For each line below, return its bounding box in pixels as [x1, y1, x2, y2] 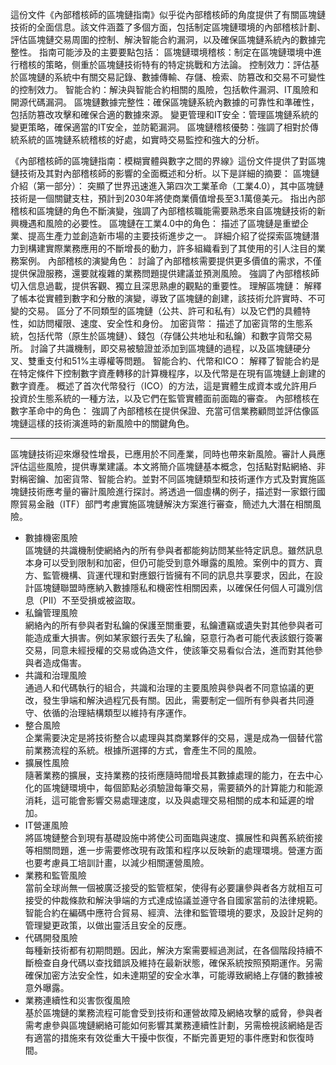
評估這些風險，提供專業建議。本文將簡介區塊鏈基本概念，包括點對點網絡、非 [10, 461, 326, 472]
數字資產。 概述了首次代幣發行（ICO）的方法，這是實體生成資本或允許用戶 [10, 380, 318, 392]
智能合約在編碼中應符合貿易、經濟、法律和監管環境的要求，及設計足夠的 [24, 907, 323, 918]
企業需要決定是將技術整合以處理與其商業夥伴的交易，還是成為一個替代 [24, 732, 315, 743]
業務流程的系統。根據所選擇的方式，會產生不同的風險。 [33, 744, 262, 756]
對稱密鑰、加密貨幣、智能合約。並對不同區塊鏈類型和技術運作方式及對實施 [10, 473, 317, 485]
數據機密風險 [24, 532, 78, 543]
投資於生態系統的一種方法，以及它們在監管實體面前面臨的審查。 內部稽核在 [10, 393, 320, 404]
